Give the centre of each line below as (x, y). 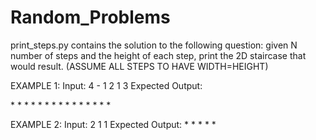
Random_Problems (90, 17)
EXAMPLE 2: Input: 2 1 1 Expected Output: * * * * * (113, 124)
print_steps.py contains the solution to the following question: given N (154, 45)
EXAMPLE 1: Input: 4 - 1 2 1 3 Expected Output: (106, 85)
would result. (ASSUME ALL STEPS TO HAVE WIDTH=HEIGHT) (139, 66)
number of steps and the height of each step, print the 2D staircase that (158, 55)
